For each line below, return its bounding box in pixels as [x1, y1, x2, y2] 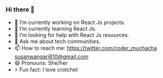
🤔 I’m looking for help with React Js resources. [14, 32, 129, 39]
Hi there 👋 [5, 5, 35, 14]
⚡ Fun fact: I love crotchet [14, 66, 79, 73]
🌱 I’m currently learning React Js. [14, 25, 96, 32]
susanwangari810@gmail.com [14, 53, 89, 60]
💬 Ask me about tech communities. [14, 38, 101, 45]
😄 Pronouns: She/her [14, 60, 68, 67]
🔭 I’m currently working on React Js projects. [14, 19, 126, 26]
